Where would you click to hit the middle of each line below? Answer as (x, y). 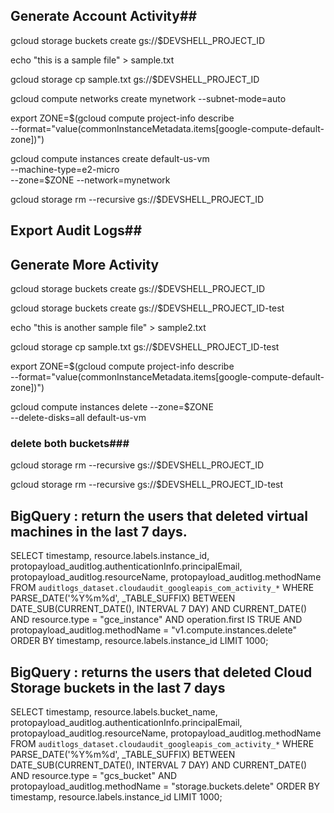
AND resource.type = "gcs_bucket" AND (94, 775)
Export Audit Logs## (76, 230)
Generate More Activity (85, 264)
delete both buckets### (70, 443)
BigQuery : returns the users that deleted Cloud (161, 672)
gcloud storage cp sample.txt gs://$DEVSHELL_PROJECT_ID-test (145, 347)
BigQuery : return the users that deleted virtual (159, 515)
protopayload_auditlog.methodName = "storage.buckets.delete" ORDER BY (165, 786)
